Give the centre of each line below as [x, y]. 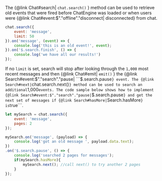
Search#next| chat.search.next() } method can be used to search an [74, 84]
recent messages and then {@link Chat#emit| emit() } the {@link [71, 74]
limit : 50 [24, 36]
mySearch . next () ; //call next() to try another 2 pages [82, 164]
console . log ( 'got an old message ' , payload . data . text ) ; [74, 142]
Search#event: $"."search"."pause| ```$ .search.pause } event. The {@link [80, 79]
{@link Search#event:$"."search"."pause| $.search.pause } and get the [79, 95]
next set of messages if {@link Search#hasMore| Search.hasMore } [74, 100]
